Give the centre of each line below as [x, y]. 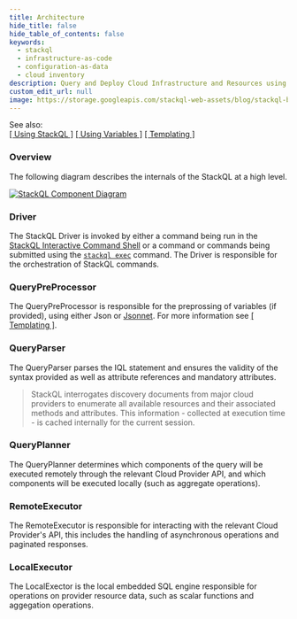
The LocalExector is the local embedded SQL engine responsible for [133, 586]
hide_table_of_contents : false [67, 34]
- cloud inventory [51, 75]
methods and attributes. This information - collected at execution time [158, 413]
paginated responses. [49, 545]
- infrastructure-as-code [65, 58]
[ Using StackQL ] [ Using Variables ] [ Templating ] [102, 135]
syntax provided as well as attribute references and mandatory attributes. [143, 376]
